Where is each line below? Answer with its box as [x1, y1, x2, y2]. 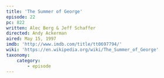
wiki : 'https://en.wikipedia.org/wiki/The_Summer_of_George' [6, 47, 159, 53]
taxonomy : [6, 52, 31, 58]
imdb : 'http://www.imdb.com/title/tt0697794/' [6, 42, 122, 48]
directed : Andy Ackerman [6, 30, 67, 36]
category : [16, 57, 41, 63]
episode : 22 [6, 14, 35, 20]
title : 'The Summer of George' [6, 8, 83, 15]
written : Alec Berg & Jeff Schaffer [6, 25, 96, 31]
